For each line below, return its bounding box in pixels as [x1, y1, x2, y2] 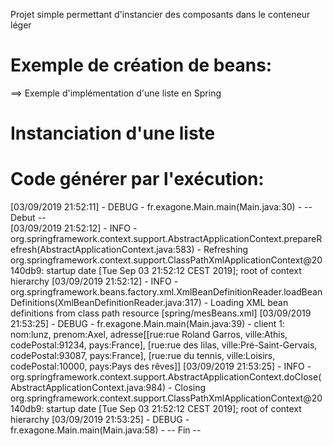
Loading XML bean [210, 297, 289, 309]
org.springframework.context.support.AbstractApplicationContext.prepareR [10, 233, 323, 245]
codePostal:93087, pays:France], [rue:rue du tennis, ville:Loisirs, [10, 350, 276, 362]
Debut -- [10, 212, 47, 224]
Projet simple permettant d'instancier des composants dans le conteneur [10, 9, 311, 20]
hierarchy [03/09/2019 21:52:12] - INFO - [10, 275, 179, 288]
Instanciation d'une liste [10, 122, 216, 145]
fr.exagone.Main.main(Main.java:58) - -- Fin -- [10, 424, 202, 436]
